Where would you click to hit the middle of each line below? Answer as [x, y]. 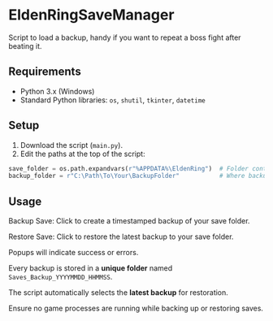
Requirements [45, 72]
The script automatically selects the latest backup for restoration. [119, 293]
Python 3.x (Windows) [57, 91]
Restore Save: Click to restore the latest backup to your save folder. [121, 236]
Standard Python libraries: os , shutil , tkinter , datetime [113, 100]
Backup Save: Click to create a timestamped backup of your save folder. [129, 221]
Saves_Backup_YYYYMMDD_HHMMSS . [61, 277]
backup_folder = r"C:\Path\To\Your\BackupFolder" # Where [127, 176]
